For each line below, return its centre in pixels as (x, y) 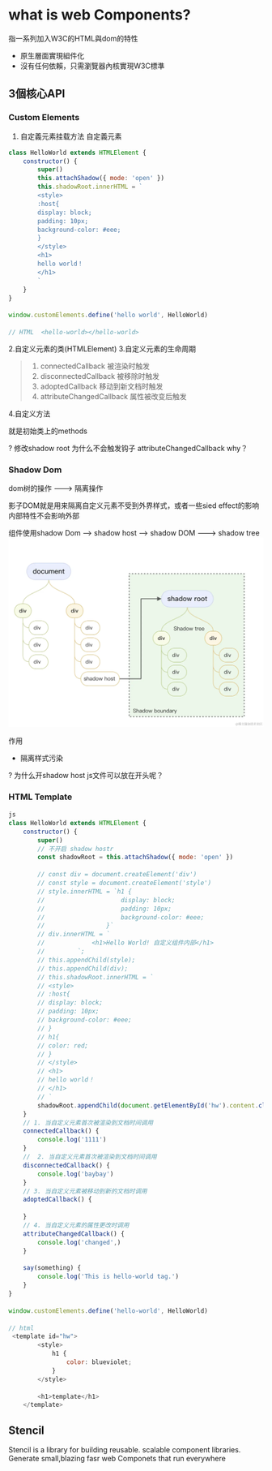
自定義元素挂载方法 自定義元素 (71, 136)
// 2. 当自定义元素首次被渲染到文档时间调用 (90, 1157)
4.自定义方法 (30, 413)
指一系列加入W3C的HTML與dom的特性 (73, 38)
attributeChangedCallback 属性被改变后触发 (113, 396)
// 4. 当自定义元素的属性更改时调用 (76, 1226)
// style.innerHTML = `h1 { (85, 891)
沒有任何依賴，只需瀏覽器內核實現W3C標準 (92, 66)
